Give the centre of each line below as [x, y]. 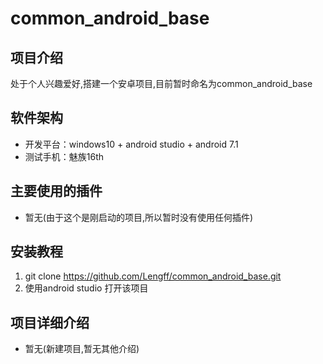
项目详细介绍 [50, 322]
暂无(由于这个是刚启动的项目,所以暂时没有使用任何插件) [139, 217]
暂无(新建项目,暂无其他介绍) [82, 349]
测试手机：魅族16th [64, 156]
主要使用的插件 [56, 191]
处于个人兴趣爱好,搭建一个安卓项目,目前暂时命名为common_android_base [161, 83]
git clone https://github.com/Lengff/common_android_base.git [153, 276]
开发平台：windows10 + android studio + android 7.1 [131, 144]
